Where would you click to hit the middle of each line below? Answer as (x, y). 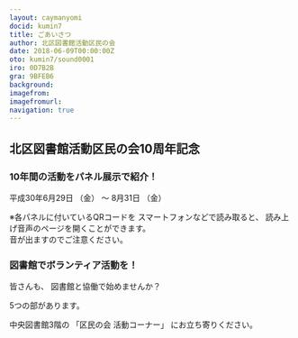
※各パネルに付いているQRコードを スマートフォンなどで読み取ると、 (136, 216)
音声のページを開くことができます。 (84, 228)
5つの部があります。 (47, 306)
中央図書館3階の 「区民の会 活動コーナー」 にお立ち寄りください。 (134, 324)
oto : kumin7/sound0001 (52, 59)
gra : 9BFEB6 (32, 77)
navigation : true (42, 110)
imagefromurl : (36, 101)
